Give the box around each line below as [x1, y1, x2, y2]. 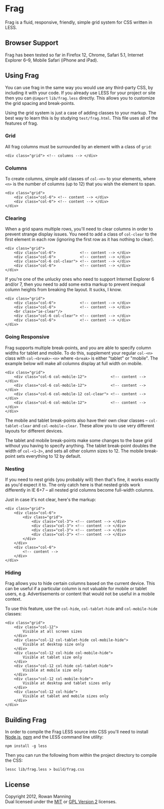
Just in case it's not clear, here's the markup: [5, 497, 96, 503]
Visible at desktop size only [23, 642, 84, 647]
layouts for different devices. [5, 428, 63, 434]
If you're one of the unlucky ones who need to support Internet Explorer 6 [5, 276, 155, 282]
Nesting [5, 465, 25, 472]
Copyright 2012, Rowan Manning [5, 793, 71, 799]
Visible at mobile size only [23, 668, 82, 673]
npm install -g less [5, 743, 48, 749]
